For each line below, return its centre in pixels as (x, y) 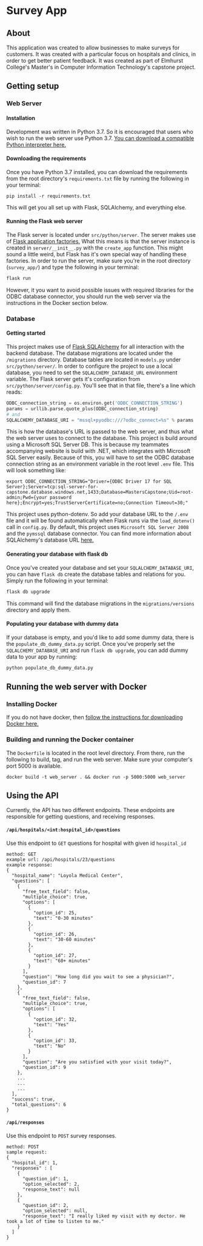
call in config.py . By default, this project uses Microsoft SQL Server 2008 (98, 527)
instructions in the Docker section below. (57, 303)
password (60, 498)
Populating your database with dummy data (62, 624)
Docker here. (22, 724)
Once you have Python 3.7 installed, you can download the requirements (97, 172)
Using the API (32, 795)
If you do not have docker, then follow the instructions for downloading (95, 717)
